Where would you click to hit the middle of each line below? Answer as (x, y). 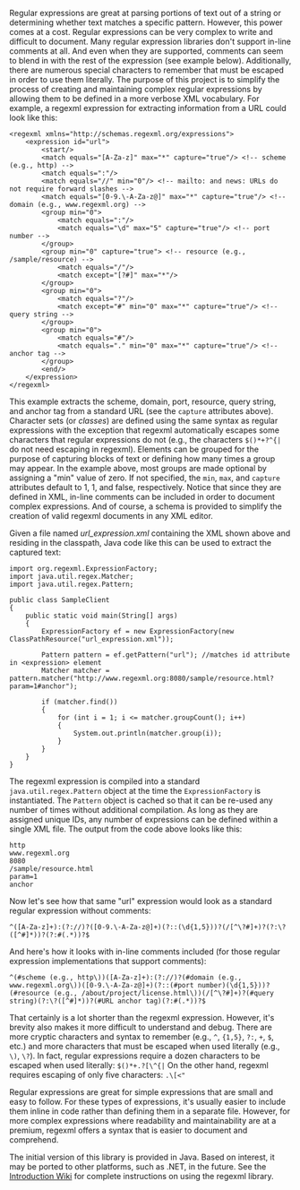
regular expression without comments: (80, 910)
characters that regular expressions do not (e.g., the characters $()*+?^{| (146, 440)
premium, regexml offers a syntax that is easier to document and (129, 1130)
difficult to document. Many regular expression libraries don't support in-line (150, 41)
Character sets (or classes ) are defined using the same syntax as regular (144, 421)
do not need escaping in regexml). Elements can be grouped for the (134, 449)
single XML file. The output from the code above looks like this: (126, 829)
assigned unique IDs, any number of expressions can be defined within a (144, 819)
